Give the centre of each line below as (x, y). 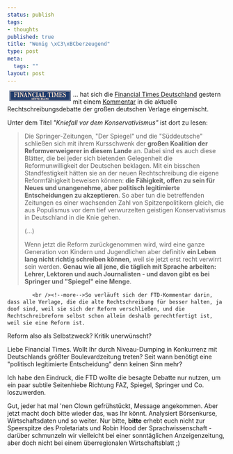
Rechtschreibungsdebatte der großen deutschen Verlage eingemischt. (108, 109)
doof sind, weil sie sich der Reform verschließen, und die (96, 309)
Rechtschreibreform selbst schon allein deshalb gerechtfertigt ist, (110, 316)
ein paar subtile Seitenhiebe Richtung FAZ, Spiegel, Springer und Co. (106, 385)
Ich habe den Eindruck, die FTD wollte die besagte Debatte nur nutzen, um (114, 377)
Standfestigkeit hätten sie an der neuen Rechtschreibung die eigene (121, 173)
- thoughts (23, 29)
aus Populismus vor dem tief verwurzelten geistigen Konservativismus (125, 210)
